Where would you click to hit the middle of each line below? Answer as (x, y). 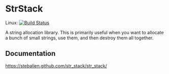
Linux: (12, 23)
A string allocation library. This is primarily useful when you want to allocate (84, 32)
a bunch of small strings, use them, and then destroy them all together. (79, 38)
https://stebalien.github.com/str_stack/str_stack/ (56, 65)
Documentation (31, 54)
